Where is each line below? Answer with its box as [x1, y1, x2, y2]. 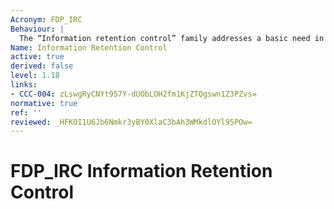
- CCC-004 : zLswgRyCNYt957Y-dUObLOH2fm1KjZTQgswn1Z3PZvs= [10, 89, 257, 99]
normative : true [10, 98, 78, 108]
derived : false [10, 61, 74, 71]
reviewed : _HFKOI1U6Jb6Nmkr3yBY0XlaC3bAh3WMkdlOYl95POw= [10, 117, 253, 127]
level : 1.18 [10, 71, 60, 81]
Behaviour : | [10, 24, 65, 34]
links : [10, 80, 38, 90]
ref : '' [10, 107, 43, 118]
